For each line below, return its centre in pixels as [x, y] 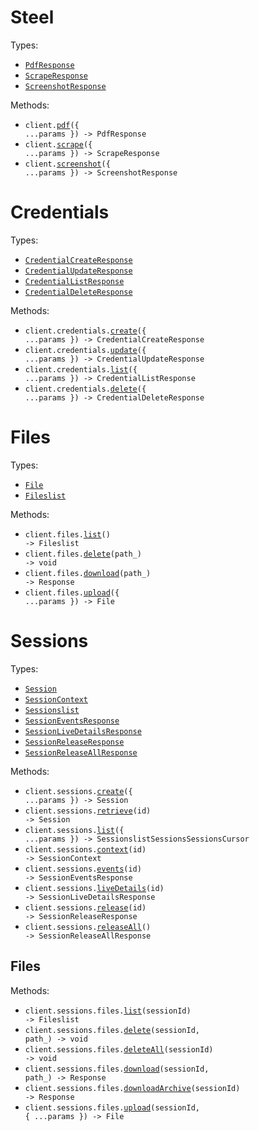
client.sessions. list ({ [74, 830]
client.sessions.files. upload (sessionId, [112, 1107]
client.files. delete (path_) [83, 554]
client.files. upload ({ [72, 592]
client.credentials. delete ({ [85, 389]
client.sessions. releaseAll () [88, 927]
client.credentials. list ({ [81, 369]
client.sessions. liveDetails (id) [94, 888]
